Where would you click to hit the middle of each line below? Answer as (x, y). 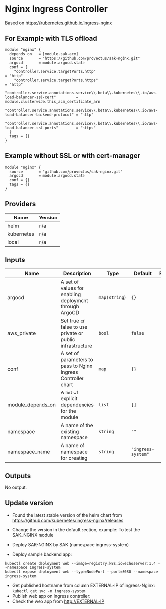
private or (72, 333)
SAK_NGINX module (33, 535)
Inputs (15, 260)
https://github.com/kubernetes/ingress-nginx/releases (68, 520)
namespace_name (29, 452)
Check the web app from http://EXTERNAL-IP (58, 601)
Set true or (73, 321)
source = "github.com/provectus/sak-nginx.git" (66, 172)
